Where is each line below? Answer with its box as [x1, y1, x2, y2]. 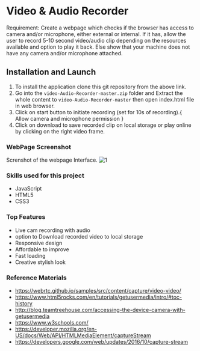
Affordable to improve [14, 245, 69, 253]
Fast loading [14, 252, 46, 259]
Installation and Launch [6, 67, 96, 78]
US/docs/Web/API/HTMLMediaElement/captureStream [14, 332, 152, 339]
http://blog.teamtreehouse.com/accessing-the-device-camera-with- [14, 306, 186, 313]
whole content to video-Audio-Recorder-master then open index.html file [14, 96, 195, 103]
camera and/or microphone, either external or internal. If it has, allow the [6, 30, 187, 37]
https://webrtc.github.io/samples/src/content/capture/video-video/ [14, 287, 182, 294]
